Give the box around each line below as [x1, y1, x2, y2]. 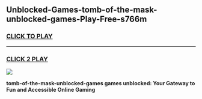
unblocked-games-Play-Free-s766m [6, 14, 147, 25]
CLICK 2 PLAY [6, 55, 48, 63]
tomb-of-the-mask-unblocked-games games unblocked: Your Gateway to [6, 79, 195, 86]
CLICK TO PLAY [6, 32, 53, 41]
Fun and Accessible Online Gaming [6, 86, 96, 93]
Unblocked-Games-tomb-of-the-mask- [6, 5, 158, 15]
